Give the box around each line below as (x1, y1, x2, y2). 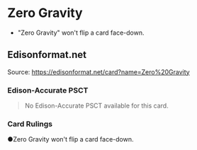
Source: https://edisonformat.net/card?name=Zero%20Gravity (7, 67, 190, 76)
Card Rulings (7, 119, 53, 129)
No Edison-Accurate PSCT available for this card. (24, 101, 169, 110)
